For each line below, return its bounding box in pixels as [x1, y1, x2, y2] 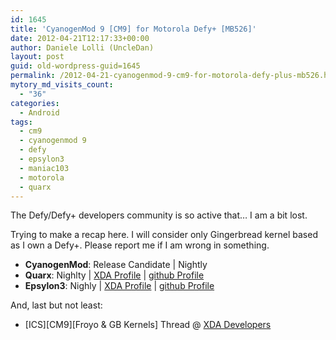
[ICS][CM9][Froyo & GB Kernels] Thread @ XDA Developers [24, 319, 272, 331]
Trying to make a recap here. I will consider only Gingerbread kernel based [10, 229, 318, 241]
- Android [19, 107, 60, 118]
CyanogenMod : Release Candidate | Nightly [24, 259, 208, 271]
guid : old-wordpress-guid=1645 [10, 61, 141, 71]
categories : [10, 98, 60, 108]
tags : [10, 117, 33, 127]
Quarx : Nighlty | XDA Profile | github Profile [24, 269, 205, 281]
